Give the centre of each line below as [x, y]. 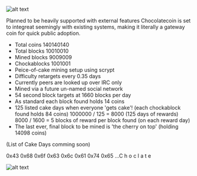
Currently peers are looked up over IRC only [68, 82]
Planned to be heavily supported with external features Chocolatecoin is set [98, 20]
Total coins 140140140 [42, 45]
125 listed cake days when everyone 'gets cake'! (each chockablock [98, 108]
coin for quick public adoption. [43, 33]
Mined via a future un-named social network [69, 89]
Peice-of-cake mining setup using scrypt [64, 70]
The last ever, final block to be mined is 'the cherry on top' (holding [96, 127]
